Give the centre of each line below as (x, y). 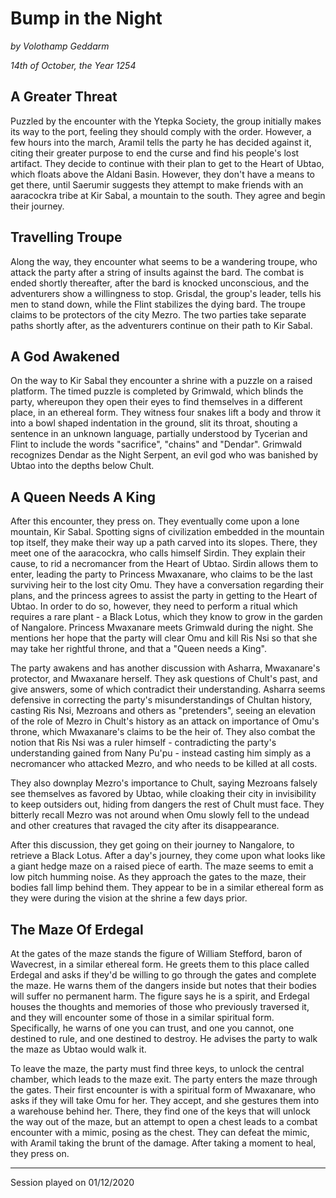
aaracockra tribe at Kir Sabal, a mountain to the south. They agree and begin (168, 195)
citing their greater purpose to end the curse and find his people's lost (155, 153)
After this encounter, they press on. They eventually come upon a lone (155, 521)
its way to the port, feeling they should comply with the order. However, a (161, 131)
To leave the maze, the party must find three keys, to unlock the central (157, 1068)
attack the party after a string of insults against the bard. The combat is (157, 272)
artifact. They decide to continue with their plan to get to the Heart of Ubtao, (167, 163)
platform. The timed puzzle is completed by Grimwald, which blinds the (157, 391)
